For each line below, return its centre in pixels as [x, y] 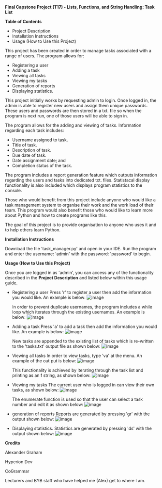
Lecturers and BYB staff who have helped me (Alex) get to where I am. [75, 480]
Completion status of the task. [42, 165]
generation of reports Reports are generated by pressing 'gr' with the [81, 414]
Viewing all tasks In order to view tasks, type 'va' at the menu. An [77, 356]
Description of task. [32, 150]
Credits [13, 443]
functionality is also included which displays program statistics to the [74, 185]
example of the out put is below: [44, 361]
